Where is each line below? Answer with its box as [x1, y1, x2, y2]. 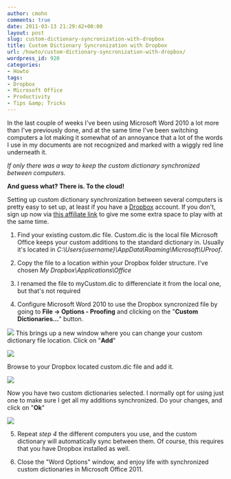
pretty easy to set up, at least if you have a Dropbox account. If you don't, [7, 203, 216, 211]
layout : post [7, 29, 45, 37]
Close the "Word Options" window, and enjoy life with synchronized [16, 458, 209, 466]
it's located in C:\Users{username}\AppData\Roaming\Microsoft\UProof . [16, 245, 223, 254]
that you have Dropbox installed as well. [16, 444, 131, 452]
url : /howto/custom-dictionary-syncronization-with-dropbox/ [7, 49, 186, 56]
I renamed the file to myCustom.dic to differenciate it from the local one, [16, 279, 221, 287]
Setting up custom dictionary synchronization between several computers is [7, 195, 223, 203]
